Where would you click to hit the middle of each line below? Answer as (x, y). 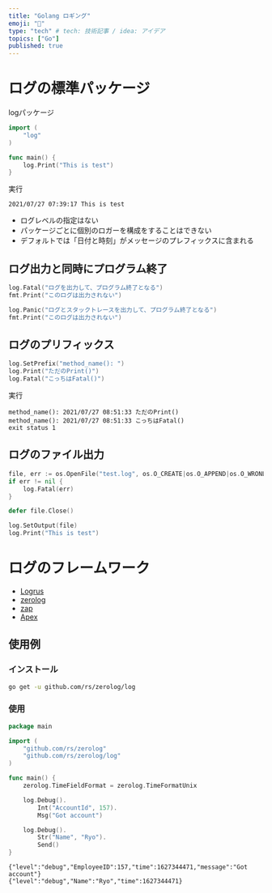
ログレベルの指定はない (59, 220)
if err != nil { (36, 481)
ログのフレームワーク (79, 568)
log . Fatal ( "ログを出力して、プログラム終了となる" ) (86, 288)
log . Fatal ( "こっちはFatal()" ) (57, 379)
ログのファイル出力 (56, 455)
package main (30, 726)
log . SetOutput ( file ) (43, 526)
